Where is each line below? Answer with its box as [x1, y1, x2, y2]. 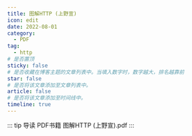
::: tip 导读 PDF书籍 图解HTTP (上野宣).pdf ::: [7, 121, 134, 129]
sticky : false [7, 62, 49, 69]
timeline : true [7, 101, 51, 108]
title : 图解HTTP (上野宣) [7, 10, 77, 17]
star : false [7, 75, 42, 82]
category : [7, 29, 36, 37]
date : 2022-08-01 [7, 23, 58, 30]
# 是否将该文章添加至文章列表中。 [7, 82, 92, 89]
